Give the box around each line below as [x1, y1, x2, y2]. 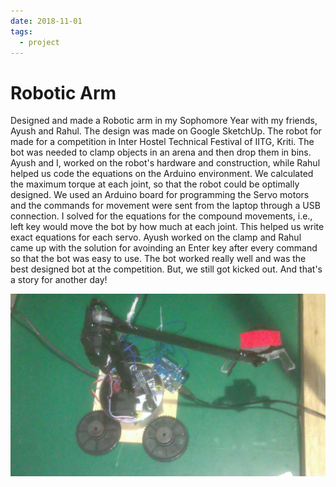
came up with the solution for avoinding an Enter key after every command [10, 242, 318, 254]
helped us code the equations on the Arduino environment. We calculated [10, 168, 314, 180]
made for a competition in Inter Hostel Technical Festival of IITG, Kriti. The [10, 136, 315, 148]
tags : [10, 26, 33, 37]
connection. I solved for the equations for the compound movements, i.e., [10, 210, 313, 222]
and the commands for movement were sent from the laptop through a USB [10, 200, 321, 212]
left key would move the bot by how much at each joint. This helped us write [10, 221, 325, 233]
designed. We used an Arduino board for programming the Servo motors [10, 189, 310, 201]
